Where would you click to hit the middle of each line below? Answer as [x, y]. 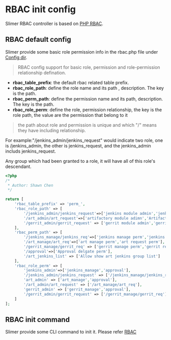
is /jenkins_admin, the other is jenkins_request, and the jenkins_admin [78, 145]
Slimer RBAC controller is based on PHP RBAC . [54, 23]
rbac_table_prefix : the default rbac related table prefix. [71, 82]
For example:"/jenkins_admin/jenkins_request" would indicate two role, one [84, 140]
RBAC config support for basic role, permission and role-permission [89, 67]
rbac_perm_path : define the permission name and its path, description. [88, 99]
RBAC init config [41, 9]
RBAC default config [38, 40]
